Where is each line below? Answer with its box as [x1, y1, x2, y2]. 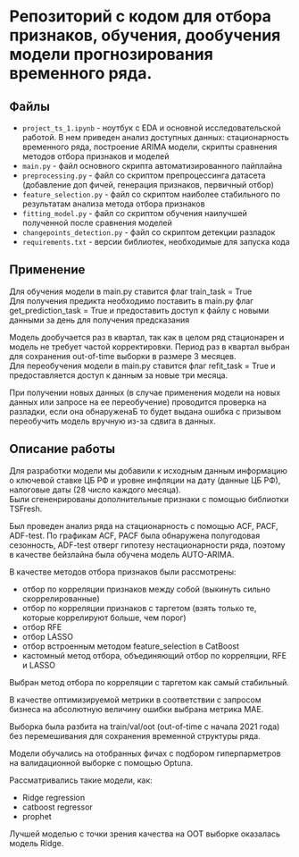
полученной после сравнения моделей [21, 217, 172, 228]
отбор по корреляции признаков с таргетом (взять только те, [21, 602, 257, 613]
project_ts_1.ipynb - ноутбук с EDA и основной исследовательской [21, 122, 281, 133]
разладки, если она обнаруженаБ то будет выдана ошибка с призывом [9, 406, 282, 416]
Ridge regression [21, 792, 86, 802]
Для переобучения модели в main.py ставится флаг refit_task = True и [9, 360, 276, 371]
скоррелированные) [21, 592, 100, 604]
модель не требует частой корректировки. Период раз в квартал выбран [9, 341, 290, 352]
